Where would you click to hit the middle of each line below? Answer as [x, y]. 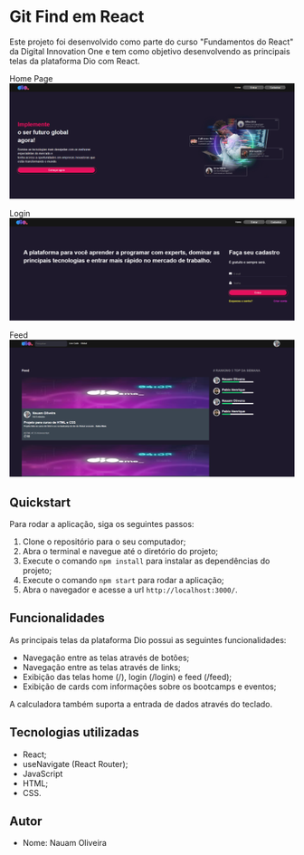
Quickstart [40, 502]
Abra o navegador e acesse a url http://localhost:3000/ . [130, 590]
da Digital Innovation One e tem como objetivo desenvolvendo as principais [150, 51]
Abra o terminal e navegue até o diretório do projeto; [120, 551]
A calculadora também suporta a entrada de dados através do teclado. [141, 704]
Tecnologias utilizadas [74, 732]
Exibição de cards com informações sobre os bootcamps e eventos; [149, 687]
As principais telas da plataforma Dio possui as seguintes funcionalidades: [148, 639]
